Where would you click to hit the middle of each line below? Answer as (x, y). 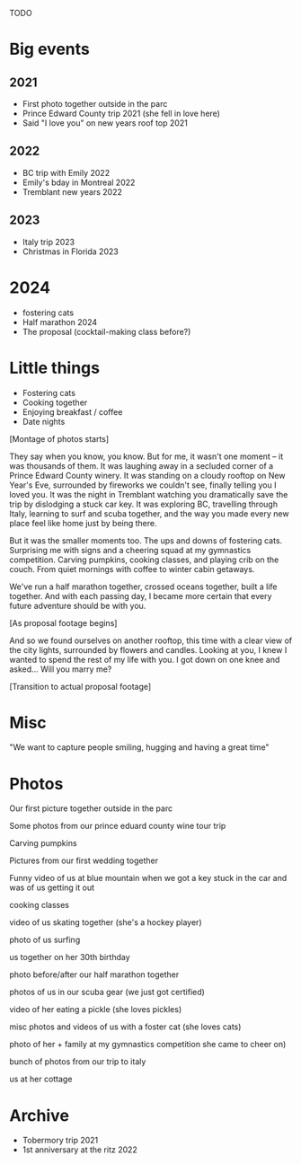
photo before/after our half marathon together (94, 974)
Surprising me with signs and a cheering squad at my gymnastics (130, 550)
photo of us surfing (45, 940)
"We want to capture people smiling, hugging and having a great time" (139, 747)
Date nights (44, 421)
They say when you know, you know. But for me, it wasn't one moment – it (146, 456)
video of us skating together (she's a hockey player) (106, 922)
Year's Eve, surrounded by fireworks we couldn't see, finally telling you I (143, 485)
